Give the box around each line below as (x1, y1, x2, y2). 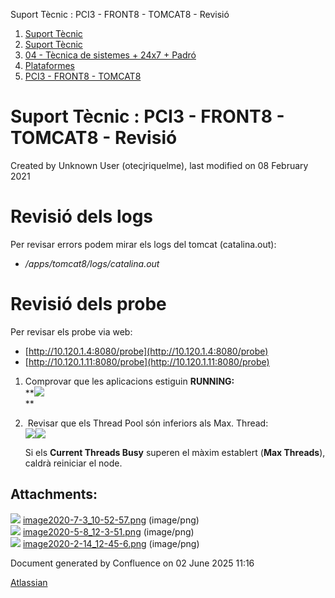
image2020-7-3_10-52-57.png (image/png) (22, 514, 200, 526)
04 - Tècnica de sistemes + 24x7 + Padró (24, 49, 197, 61)
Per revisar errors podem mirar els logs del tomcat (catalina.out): (10, 238, 277, 250)
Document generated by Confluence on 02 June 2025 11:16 (10, 557, 255, 569)
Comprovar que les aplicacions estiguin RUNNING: (24, 375, 235, 387)
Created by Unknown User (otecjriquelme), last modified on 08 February (10, 159, 309, 171)
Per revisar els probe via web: (10, 325, 133, 338)
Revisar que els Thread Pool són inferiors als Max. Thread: (27, 417, 269, 429)
